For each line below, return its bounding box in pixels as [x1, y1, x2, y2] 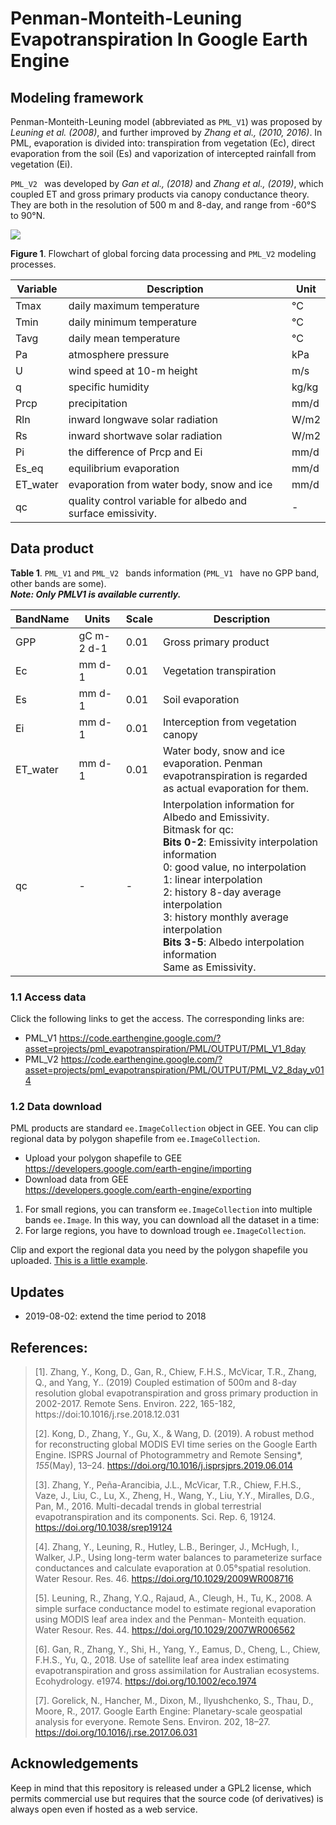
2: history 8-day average [162, 885, 282, 899]
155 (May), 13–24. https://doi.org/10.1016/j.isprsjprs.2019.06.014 [34, 1460, 294, 1472]
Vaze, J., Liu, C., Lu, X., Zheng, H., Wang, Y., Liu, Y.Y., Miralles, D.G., [34, 1490, 315, 1502]
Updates [10, 1283, 65, 1301]
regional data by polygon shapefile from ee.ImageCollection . [10, 1133, 261, 1145]
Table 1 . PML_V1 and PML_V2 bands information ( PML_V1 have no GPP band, [10, 567, 320, 579]
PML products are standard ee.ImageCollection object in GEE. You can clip [10, 1122, 319, 1134]
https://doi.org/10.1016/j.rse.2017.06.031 [34, 1727, 198, 1739]
